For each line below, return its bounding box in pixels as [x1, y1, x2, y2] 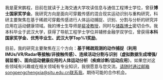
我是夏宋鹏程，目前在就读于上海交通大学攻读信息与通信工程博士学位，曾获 [5, 5, 154, 10]
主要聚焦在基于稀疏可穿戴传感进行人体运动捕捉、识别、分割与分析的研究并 [9, 17, 158, 22]
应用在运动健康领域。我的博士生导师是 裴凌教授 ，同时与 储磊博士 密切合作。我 [5, 23, 158, 29]
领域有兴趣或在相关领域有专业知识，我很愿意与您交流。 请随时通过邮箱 [9, 64, 149, 69]
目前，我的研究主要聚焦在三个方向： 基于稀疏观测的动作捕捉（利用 [5, 46, 137, 51]
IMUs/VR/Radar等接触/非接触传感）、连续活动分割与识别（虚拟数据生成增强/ [5, 51, 158, 57]
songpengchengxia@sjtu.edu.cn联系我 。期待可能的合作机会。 [5, 70, 130, 75]
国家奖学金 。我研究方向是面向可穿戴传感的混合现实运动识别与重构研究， [9, 11, 154, 16]
